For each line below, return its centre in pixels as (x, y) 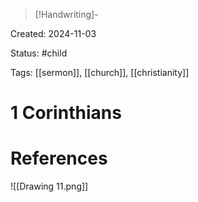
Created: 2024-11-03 (53, 33)
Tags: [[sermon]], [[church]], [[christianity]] (100, 72)
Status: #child (39, 53)
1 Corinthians (66, 113)
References (59, 158)
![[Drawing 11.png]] (49, 186)
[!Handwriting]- (66, 14)
